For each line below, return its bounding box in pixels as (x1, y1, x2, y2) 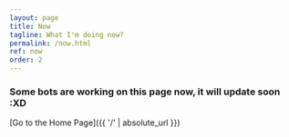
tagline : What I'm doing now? (9, 30, 125, 39)
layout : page (9, 13, 59, 23)
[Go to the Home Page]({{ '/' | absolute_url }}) (9, 117, 181, 128)
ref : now (9, 47, 43, 56)
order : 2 (9, 55, 43, 64)
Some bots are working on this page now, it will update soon (9, 85, 281, 98)
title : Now (9, 22, 51, 31)
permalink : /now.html (9, 38, 92, 48)
